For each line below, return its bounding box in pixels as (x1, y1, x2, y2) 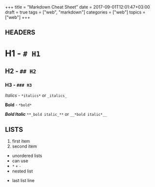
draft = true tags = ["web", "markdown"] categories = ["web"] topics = (5, 9, 146, 15)
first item (12, 138, 30, 144)
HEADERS (5, 29, 35, 37)
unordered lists (12, 153, 43, 159)
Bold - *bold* (5, 102, 32, 108)
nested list (12, 168, 33, 174)
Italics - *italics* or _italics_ (5, 93, 67, 98)
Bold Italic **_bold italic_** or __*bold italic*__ (5, 111, 108, 117)
